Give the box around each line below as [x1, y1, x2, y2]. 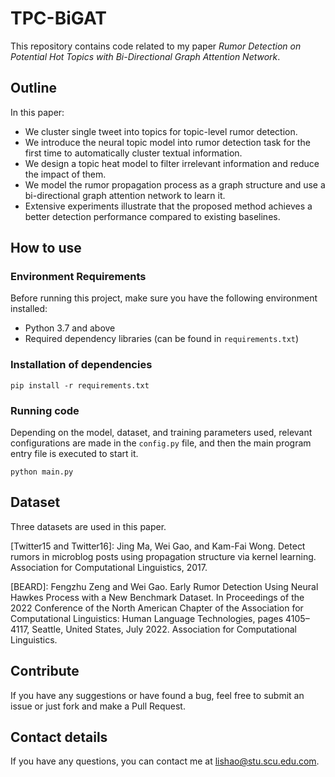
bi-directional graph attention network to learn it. [24, 189, 226, 201]
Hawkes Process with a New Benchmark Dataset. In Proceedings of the [10, 591, 305, 603]
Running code [10, 403, 80, 417]
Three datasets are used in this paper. [10, 520, 167, 532]
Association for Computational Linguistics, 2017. [10, 561, 208, 573]
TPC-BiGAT [10, 7, 107, 30]
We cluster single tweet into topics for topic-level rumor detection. [24, 125, 298, 137]
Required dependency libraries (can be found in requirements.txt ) [24, 333, 300, 345]
